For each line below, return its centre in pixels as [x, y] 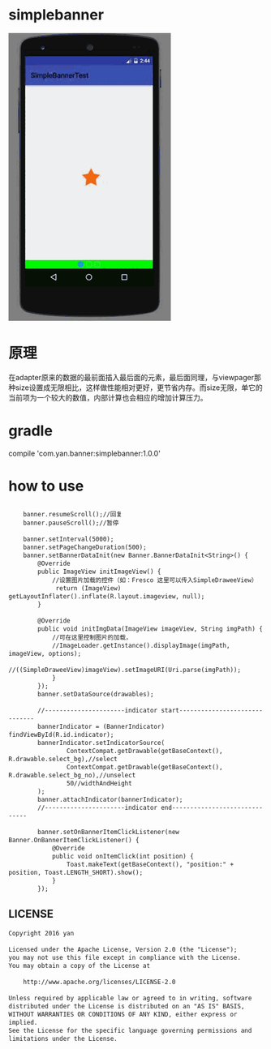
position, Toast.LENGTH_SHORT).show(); [76, 873]
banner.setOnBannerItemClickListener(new [109, 833]
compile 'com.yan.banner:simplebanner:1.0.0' [84, 453]
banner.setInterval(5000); [69, 539]
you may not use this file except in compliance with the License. [125, 958]
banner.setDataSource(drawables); [96, 695]
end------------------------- [212, 808]
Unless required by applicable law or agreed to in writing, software [130, 999]
